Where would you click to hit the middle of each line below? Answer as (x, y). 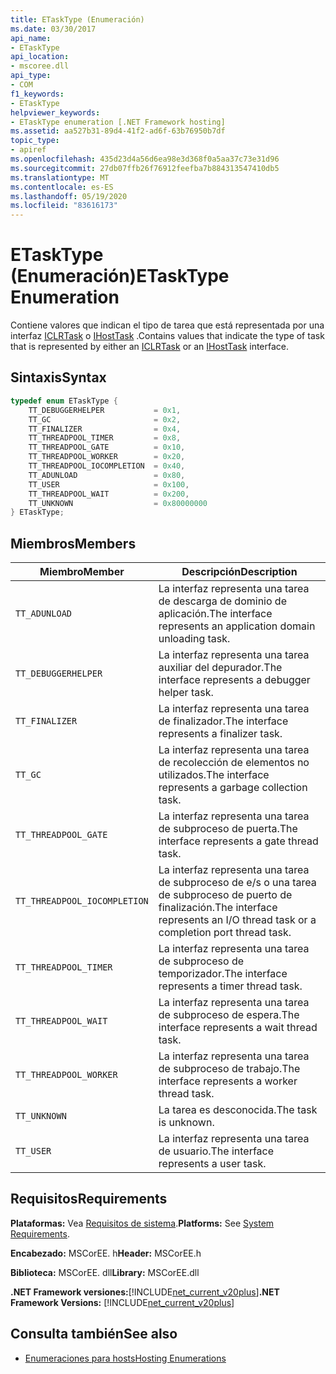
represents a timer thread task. (230, 986)
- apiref (28, 150)
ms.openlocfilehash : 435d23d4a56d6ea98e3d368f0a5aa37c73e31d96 (145, 159)
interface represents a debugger (234, 680)
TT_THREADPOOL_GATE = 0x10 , (107, 447)
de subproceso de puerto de (225, 895)
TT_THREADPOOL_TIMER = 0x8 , (105, 438)
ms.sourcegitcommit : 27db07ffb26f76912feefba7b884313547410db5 (145, 168)
